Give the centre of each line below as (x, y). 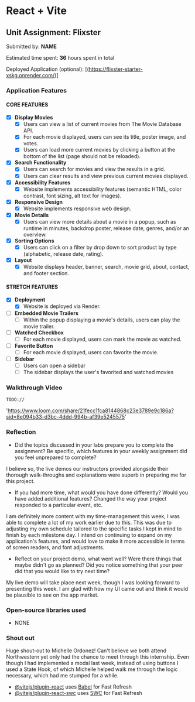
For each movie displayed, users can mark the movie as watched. (102, 339)
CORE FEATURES (27, 104)
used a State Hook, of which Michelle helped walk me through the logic (92, 669)
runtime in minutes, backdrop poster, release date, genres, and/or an (106, 228)
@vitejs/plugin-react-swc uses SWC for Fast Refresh (78, 693)
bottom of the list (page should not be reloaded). (82, 156)
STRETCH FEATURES (32, 287)
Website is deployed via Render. (62, 306)
